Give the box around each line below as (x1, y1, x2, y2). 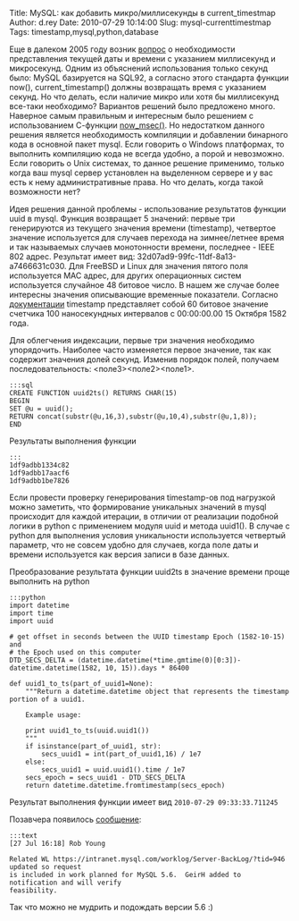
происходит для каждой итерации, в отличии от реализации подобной (9, 511, 279, 521)
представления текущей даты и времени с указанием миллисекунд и (9, 54, 276, 63)
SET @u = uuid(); (9, 404, 74, 413)
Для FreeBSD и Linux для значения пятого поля (68, 261, 248, 271)
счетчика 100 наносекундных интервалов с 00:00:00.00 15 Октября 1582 (9, 308, 287, 318)
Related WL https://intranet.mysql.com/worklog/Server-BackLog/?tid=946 (9, 855, 286, 864)
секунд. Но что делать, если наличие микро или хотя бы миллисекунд (9, 91, 279, 102)
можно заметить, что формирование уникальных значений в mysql (9, 502, 267, 512)
